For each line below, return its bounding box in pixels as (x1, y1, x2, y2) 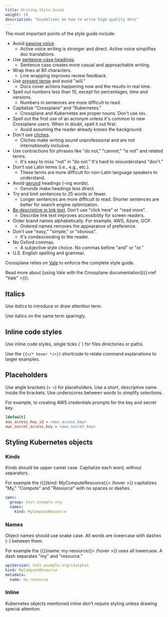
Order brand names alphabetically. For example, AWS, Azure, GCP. (12, 218, 152, 224)
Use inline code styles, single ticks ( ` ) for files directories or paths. (5, 341, 144, 347)
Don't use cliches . (12, 132, 50, 138)
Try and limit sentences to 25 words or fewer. (12, 191, 107, 197)
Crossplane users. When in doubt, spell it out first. (12, 121, 117, 127)
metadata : (5, 572, 26, 577)
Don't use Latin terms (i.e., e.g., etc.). (12, 164, 90, 170)
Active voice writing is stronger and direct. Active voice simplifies (20, 46, 156, 52)
